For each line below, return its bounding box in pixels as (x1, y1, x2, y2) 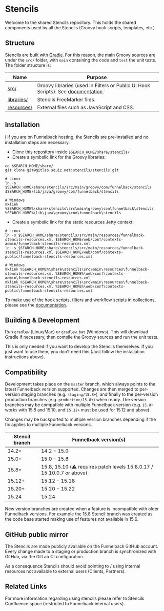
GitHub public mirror (5, 530, 69, 539)
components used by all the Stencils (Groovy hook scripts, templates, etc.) (5, 24, 155, 30)
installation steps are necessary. (5, 139, 70, 145)
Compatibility (5, 368, 47, 376)
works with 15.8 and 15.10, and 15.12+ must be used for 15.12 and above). (5, 407, 151, 413)
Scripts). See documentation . (37, 88, 104, 95)
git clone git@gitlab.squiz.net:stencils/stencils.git (5, 167, 119, 173)
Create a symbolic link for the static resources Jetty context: (12, 219, 134, 225)
